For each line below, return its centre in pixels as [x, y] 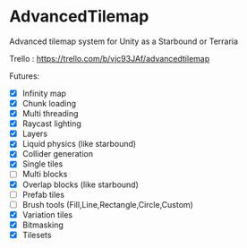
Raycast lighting [52, 124]
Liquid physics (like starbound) [79, 144]
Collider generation [58, 154]
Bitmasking [43, 225]
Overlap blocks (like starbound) [80, 184]
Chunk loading [49, 103]
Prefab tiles [43, 194]
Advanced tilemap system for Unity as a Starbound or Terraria [124, 41]
